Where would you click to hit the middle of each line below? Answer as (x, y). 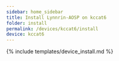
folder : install (27, 23)
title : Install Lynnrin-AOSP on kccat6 (56, 18)
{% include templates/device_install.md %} (60, 51)
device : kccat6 (25, 34)
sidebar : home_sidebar (35, 12)
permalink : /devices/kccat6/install (52, 29)
